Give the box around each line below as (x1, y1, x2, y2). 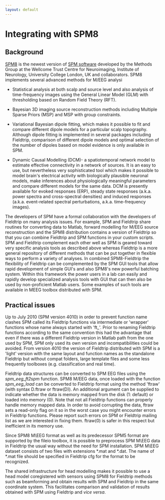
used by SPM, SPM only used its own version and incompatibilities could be (5, 340, 159, 346)
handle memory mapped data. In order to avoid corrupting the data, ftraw (5, 402, 154, 408)
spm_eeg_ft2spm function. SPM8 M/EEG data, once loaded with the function (5, 376, 161, 382)
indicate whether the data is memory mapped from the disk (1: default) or (5, 392, 154, 398)
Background (5, 48, 43, 57)
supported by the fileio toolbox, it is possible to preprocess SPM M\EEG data (5, 438, 161, 444)
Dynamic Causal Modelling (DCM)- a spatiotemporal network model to (12, 157, 155, 163)
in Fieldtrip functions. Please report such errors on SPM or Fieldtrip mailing (5, 412, 157, 419)
